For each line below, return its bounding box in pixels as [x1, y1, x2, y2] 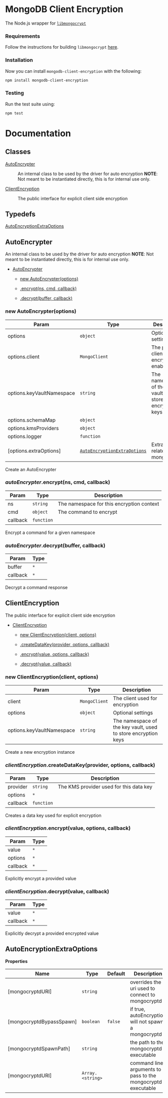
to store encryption [113, 730, 158, 737]
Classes [5, 148, 31, 156]
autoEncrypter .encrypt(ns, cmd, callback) [5, 479, 110, 486]
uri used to [129, 985, 155, 992]
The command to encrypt [57, 508, 117, 515]
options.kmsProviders [7, 425, 59, 432]
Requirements [5, 33, 40, 40]
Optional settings [113, 709, 153, 716]
